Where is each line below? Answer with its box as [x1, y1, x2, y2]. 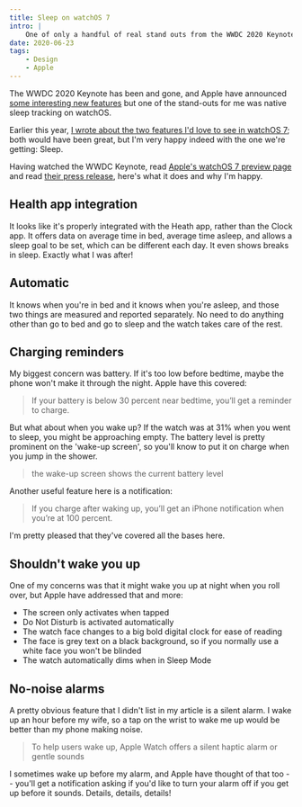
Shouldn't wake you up [9, 556, 141, 571]
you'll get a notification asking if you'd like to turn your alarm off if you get [14, 777, 289, 788]
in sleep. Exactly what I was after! [9, 249, 133, 260]
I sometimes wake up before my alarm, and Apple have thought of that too [9, 768, 285, 779]
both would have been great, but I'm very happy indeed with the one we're [9, 134, 286, 145]
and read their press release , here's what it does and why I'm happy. [9, 170, 263, 181]
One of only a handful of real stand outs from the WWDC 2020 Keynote [25, 30, 296, 39]
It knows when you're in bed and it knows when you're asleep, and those [9, 299, 280, 310]
